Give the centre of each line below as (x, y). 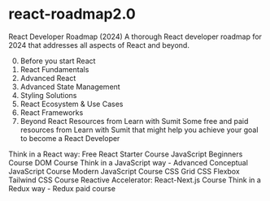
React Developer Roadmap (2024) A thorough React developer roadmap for (135, 36)
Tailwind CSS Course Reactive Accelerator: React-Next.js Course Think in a (135, 180)
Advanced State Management (70, 87)
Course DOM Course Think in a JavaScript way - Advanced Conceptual (128, 162)
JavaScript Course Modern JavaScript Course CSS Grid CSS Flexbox (124, 171)
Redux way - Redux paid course (62, 188)
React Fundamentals (54, 69)
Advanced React (48, 78)
